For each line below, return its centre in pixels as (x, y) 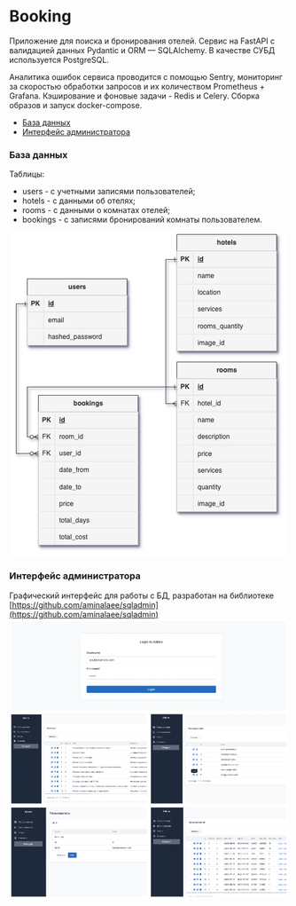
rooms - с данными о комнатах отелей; (96, 210)
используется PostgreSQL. (59, 59)
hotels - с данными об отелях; (78, 201)
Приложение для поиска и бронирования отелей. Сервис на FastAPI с (142, 41)
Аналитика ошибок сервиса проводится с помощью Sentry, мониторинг (146, 76)
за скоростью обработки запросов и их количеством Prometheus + (137, 86)
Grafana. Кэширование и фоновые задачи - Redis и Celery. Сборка (134, 96)
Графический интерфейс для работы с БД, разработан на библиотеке (142, 595)
